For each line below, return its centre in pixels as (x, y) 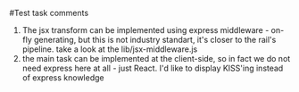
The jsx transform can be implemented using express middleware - (145, 30)
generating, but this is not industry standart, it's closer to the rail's (155, 40)
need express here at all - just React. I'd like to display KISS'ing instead (153, 68)
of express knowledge (63, 78)
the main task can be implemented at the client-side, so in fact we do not (156, 59)
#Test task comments (49, 13)
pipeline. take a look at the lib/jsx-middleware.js (110, 49)
